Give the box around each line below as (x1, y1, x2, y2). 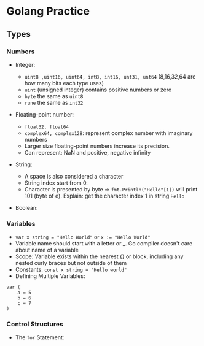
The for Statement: (15, 334, 65, 341)
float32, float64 (24, 124, 69, 130)
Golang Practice (6, 4, 90, 18)
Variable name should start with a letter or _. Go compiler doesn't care (15, 240, 193, 247)
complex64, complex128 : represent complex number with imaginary (24, 129, 193, 136)
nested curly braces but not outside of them (15, 259, 127, 267)
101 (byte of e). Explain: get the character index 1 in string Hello (24, 192, 185, 199)
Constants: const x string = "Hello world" (15, 266, 127, 274)
